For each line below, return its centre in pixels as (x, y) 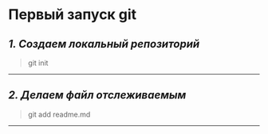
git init (38, 63)
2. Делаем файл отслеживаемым (97, 96)
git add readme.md (59, 114)
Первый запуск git (73, 15)
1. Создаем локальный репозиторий (104, 44)
